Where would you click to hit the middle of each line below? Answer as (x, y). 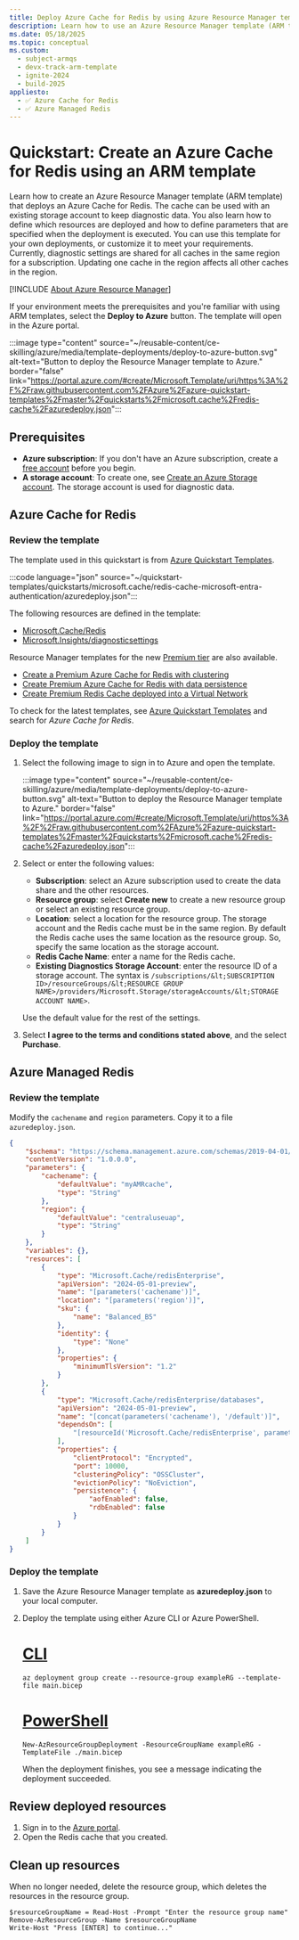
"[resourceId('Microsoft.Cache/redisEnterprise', (166, 1433)
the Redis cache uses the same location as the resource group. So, (158, 937)
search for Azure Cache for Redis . (72, 720)
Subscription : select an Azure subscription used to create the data (158, 880)
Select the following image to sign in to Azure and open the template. (149, 762)
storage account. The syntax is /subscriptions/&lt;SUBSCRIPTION (155, 975)
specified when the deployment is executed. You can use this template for (145, 234)
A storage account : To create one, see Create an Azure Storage (140, 477)
